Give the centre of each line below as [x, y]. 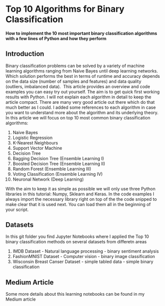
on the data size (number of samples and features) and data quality [73, 81]
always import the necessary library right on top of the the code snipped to [81, 199]
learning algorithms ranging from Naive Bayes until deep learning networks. [82, 71]
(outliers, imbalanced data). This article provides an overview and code [78, 86]
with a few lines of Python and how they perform [56, 38]
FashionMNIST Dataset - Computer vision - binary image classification [84, 257]
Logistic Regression [33, 138]
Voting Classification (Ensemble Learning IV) [58, 174]
